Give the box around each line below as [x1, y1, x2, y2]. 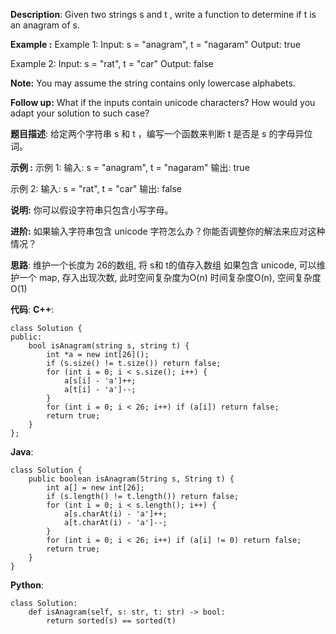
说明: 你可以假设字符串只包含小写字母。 [10, 204, 174, 216]
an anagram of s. [10, 19, 80, 31]
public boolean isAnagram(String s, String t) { [28, 474, 235, 484]
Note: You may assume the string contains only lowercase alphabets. [10, 77, 296, 89]
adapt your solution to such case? [10, 107, 150, 119]
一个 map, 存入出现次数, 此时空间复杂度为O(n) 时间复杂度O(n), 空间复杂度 [18, 272, 322, 283]
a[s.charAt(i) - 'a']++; [63, 509, 168, 519]
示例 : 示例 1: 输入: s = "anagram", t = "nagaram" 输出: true [10, 162, 250, 173]
